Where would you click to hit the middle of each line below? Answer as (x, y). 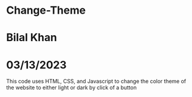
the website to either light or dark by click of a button (71, 87)
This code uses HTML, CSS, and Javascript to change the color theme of (96, 82)
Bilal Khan (32, 38)
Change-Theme (46, 10)
